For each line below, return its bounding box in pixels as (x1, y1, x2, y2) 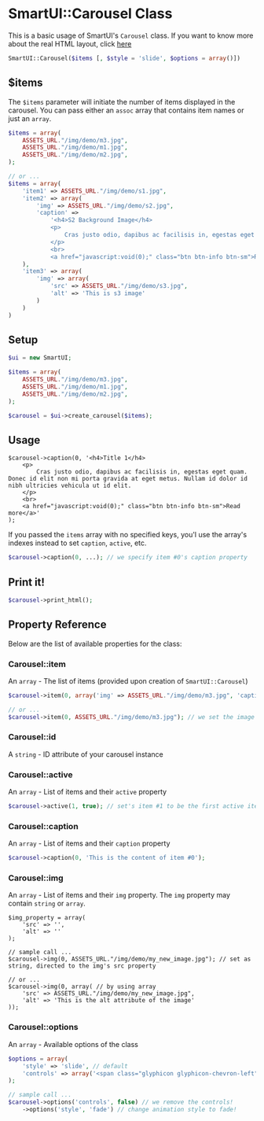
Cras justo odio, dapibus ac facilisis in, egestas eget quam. (36, 468, 247, 476)
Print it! (8, 575, 46, 588)
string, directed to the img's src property (8, 962, 156, 970)
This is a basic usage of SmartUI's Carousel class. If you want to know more (8, 31, 254, 40)
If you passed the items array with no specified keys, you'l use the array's (8, 530, 247, 540)
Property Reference (8, 618, 107, 632)
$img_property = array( (8, 914, 86, 922)
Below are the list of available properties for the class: (8, 639, 182, 648)
